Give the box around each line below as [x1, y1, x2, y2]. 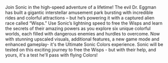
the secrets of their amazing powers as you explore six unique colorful [5, 25, 151, 31]
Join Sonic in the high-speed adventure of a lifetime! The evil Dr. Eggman [5, 4, 156, 10]
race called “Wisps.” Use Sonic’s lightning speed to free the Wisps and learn [5, 20, 163, 26]
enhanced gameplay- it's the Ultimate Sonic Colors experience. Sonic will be [5, 41, 163, 47]
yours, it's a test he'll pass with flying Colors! [5, 52, 98, 58]
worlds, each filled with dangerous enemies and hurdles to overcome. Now [5, 31, 160, 36]
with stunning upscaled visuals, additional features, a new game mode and [5, 36, 159, 42]
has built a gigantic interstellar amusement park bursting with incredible [5, 9, 153, 15]
